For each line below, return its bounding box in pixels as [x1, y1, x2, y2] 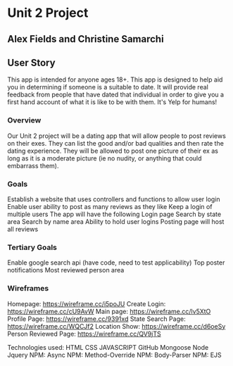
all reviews [7, 225, 39, 233]
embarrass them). [7, 161, 59, 170]
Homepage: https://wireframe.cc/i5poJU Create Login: [7, 299, 166, 308]
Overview [7, 115, 42, 125]
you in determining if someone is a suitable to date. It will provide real [7, 83, 209, 91]
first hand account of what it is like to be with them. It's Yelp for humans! [7, 98, 218, 106]
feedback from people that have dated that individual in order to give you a [7, 90, 224, 99]
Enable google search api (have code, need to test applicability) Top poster [7, 258, 225, 267]
